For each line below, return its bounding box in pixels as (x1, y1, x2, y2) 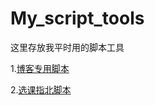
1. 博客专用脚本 (10, 62, 70, 74)
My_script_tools (10, 7, 145, 30)
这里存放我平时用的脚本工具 (10, 41, 125, 53)
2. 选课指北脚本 (10, 83, 72, 96)
